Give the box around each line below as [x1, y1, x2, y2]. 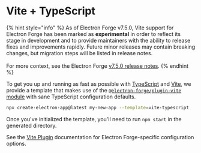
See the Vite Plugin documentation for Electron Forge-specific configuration [6, 133, 194, 140]
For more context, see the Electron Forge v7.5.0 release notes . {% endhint [6, 62, 189, 70]
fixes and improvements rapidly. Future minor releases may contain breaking [6, 43, 196, 50]
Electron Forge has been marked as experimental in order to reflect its [6, 30, 181, 37]
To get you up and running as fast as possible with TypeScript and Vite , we [6, 80, 191, 88]
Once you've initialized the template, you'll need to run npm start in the [6, 115, 182, 122]
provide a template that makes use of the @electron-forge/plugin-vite [6, 86, 182, 94]
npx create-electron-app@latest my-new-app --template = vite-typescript [6, 104, 189, 110]
